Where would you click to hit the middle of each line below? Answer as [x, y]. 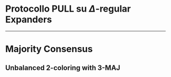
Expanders [29, 20]
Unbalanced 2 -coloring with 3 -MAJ [63, 68]
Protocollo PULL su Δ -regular [68, 9]
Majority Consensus [49, 49]
